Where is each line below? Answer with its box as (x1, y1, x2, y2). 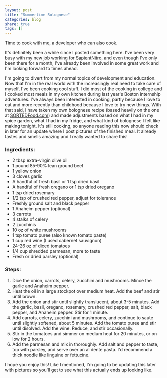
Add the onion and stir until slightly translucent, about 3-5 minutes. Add (12, 299, 160, 305)
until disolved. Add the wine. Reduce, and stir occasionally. (12, 325, 134, 331)
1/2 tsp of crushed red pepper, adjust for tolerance (12, 195, 116, 201)
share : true (5, 21, 30, 27)
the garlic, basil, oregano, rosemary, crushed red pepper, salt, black (12, 304, 152, 310)
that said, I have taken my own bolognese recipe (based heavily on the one (5, 107, 160, 113)
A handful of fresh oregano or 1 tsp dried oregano (12, 184, 115, 191)
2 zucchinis (12, 222, 36, 228)
